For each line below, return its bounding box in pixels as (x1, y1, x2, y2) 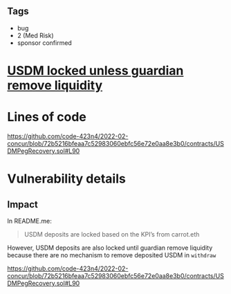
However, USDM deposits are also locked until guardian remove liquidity (7, 244, 213, 252)
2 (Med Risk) (17, 31, 54, 39)
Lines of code (7, 109, 86, 125)
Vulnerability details (7, 171, 126, 187)
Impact (7, 199, 38, 210)
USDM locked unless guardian (7, 63, 184, 78)
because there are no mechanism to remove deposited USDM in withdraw (7, 250, 216, 259)
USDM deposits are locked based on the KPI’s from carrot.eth (24, 230, 200, 238)
